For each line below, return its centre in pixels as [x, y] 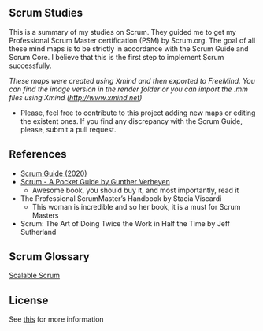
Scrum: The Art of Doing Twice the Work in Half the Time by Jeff [125, 223]
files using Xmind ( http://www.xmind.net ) [76, 97]
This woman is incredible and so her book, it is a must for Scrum [136, 206]
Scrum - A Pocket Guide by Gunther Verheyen [95, 181]
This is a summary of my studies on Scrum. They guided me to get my [123, 32]
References [38, 154]
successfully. [30, 65]
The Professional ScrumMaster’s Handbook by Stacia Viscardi [121, 198]
